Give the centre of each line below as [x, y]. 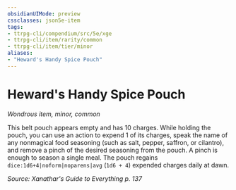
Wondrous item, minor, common [54, 114]
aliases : [20, 53]
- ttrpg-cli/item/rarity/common [55, 40]
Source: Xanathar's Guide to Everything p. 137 [75, 178]
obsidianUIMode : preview [44, 14]
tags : [15, 27]
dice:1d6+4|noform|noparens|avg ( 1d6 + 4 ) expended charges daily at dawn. [118, 165]
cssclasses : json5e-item [44, 20]
